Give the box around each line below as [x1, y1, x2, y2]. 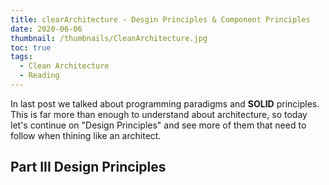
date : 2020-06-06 [10, 24, 83, 34]
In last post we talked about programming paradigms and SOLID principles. [10, 97, 320, 110]
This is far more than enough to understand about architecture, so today [10, 108, 308, 120]
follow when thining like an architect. [10, 129, 162, 141]
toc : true [10, 42, 52, 53]
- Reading [19, 71, 60, 81]
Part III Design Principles [10, 159, 167, 176]
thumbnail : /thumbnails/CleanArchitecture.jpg [10, 33, 208, 43]
